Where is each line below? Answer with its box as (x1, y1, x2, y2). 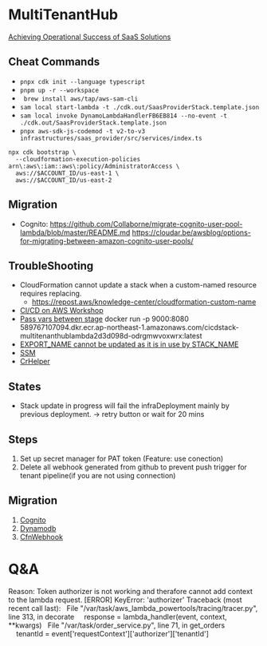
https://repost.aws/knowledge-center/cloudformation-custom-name (31, 297, 257, 307)
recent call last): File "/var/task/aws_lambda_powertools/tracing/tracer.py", (8, 603, 258, 612)
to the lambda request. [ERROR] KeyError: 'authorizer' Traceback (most (8, 595, 242, 604)
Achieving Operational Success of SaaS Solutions (8, 32, 171, 42)
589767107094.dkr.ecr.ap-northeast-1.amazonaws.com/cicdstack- (19, 323, 239, 332)
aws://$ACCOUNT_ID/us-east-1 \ (15, 169, 120, 177)
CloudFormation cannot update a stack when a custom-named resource (19, 280, 257, 290)
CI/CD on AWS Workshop (19, 306, 104, 315)
